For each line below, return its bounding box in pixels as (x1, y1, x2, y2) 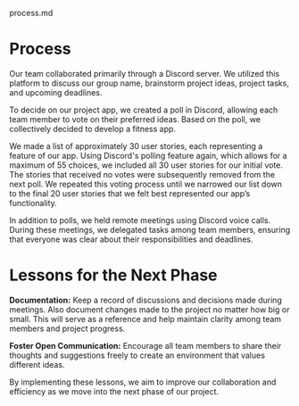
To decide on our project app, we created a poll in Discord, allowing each (9, 104, 278, 115)
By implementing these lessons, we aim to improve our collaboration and (9, 377, 277, 387)
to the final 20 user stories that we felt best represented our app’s (9, 187, 251, 199)
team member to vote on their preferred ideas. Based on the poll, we (9, 113, 262, 124)
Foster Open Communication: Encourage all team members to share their (9, 340, 282, 351)
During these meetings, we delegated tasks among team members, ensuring (9, 224, 291, 235)
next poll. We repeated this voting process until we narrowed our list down (9, 178, 283, 189)
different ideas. (9, 359, 65, 369)
